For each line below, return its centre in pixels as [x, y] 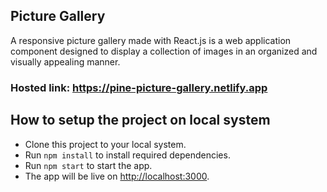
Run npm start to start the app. [88, 165]
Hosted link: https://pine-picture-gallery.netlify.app [139, 87]
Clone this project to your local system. [105, 144]
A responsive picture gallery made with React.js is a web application [151, 40]
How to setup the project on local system [140, 120]
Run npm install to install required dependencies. [127, 155]
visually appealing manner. [65, 61]
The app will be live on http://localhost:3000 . [117, 176]
